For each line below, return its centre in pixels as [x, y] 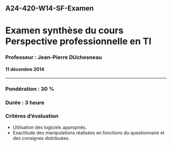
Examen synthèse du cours [64, 30]
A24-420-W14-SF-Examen [50, 8]
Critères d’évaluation [32, 116]
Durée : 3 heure [25, 103]
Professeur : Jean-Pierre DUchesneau [54, 57]
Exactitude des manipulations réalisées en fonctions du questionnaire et [89, 133]
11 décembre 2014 [25, 69]
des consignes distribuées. [41, 138]
